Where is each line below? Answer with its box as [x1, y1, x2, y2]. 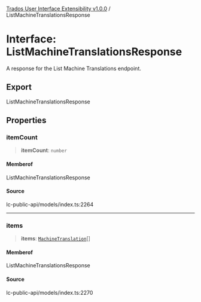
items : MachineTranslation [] [20, 235, 91, 242]
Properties [6, 115, 47, 126]
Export [6, 82, 32, 92]
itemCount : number [20, 147, 68, 154]
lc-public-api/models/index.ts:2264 [6, 200, 94, 208]
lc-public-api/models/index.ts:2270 [6, 289, 93, 296]
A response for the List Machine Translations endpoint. [6, 65, 142, 72]
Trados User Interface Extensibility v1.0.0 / [6, 5, 111, 12]
